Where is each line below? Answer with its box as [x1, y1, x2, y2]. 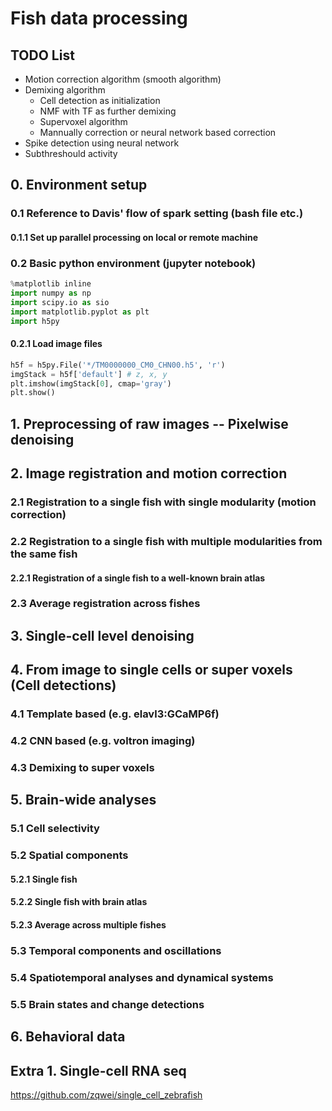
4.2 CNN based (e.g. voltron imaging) [10, 734, 196, 748]
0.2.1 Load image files [10, 338, 103, 350]
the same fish [10, 547, 78, 561]
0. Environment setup [10, 177, 148, 194]
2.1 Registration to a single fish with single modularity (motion [10, 495, 317, 509]
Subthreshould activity [24, 148, 118, 159]
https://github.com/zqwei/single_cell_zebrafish [10, 1088, 203, 1101]
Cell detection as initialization [39, 95, 161, 106]
